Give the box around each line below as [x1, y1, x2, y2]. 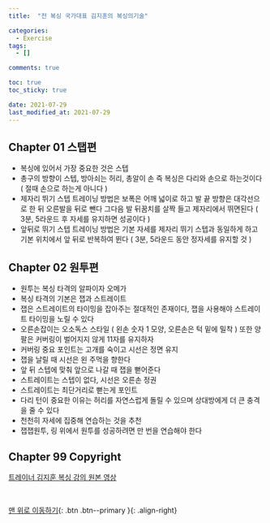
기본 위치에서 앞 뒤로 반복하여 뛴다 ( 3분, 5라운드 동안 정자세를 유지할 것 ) [19, 235, 252, 244]
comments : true [8, 64, 60, 72]
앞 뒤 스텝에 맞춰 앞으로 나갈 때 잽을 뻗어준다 [19, 365, 161, 374]
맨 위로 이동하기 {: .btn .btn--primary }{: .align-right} [8, 505, 178, 515]
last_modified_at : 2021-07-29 [8, 108, 111, 116]
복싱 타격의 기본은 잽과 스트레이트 [19, 294, 127, 304]
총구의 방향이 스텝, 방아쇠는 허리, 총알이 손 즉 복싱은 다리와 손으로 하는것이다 [19, 174, 263, 184]
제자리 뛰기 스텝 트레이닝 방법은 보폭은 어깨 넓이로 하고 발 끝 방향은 [19, 194, 233, 204]
